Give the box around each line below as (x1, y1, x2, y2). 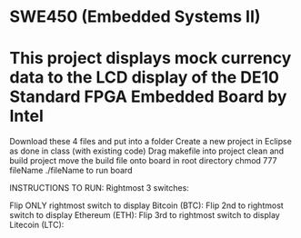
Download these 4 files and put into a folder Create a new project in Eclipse (9, 136, 293, 147)
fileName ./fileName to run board (9, 165, 133, 176)
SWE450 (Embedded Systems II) (9, 6, 261, 27)
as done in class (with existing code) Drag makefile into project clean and (9, 145, 285, 156)
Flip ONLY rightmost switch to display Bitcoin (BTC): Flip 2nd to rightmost (9, 200, 284, 211)
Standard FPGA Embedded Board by (9, 86, 287, 107)
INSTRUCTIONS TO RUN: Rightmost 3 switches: (9, 183, 189, 193)
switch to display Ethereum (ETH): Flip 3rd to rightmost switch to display (9, 210, 280, 221)
